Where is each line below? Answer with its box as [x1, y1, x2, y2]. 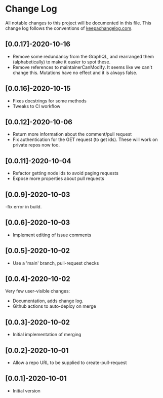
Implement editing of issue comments [12, 232, 92, 238]
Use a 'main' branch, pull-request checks [12, 260, 99, 266]
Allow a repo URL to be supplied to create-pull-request [12, 359, 127, 366]
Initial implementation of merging [12, 332, 81, 338]
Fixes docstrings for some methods [12, 97, 87, 104]
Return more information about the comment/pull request [12, 131, 132, 137]
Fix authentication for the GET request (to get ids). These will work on [12, 136, 158, 142]
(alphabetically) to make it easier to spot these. [12, 59, 111, 65]
